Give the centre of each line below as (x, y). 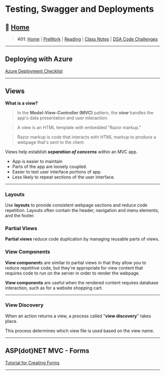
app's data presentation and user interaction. (63, 118)
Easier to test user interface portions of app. (57, 171)
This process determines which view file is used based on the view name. (80, 331)
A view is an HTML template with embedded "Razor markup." (79, 127)
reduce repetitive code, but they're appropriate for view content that (74, 268)
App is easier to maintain (37, 161)
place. (12, 321)
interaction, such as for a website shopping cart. (54, 288)
